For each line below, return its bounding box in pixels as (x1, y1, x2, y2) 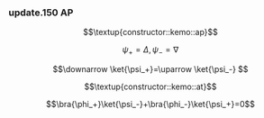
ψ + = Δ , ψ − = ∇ (122, 44, 179, 58)
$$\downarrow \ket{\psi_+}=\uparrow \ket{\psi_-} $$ (52, 64, 249, 75)
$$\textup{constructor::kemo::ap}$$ (83, 27, 218, 38)
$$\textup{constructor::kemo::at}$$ (84, 81, 217, 92)
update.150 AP (8, 6, 74, 19)
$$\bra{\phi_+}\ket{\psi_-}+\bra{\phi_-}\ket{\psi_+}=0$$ (45, 99, 256, 110)
